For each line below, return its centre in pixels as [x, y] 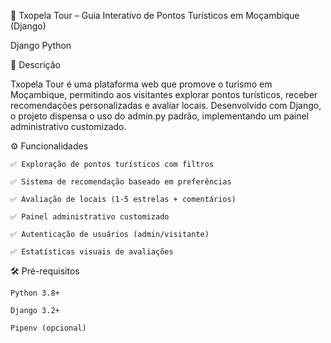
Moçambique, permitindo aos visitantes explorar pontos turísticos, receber [164, 94]
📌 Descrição [35, 64]
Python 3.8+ [35, 293]
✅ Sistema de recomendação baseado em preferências [121, 182]
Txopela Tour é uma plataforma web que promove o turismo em [141, 84]
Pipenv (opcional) [48, 328]
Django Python [41, 45]
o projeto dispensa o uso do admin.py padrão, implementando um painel [160, 116]
